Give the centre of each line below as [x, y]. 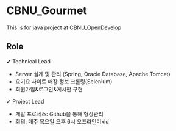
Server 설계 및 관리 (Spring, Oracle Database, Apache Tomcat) [93, 74]
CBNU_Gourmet [47, 11]
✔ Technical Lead [28, 61]
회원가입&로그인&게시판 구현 [49, 89]
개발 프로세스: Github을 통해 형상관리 [59, 114]
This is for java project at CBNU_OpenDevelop [64, 27]
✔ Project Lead [25, 101]
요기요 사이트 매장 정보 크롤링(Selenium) [64, 81]
